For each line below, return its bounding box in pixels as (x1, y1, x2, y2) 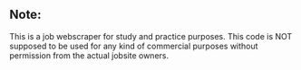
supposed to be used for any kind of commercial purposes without (9, 40, 258, 51)
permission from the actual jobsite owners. (9, 49, 170, 61)
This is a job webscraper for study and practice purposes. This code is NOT (9, 31, 293, 41)
